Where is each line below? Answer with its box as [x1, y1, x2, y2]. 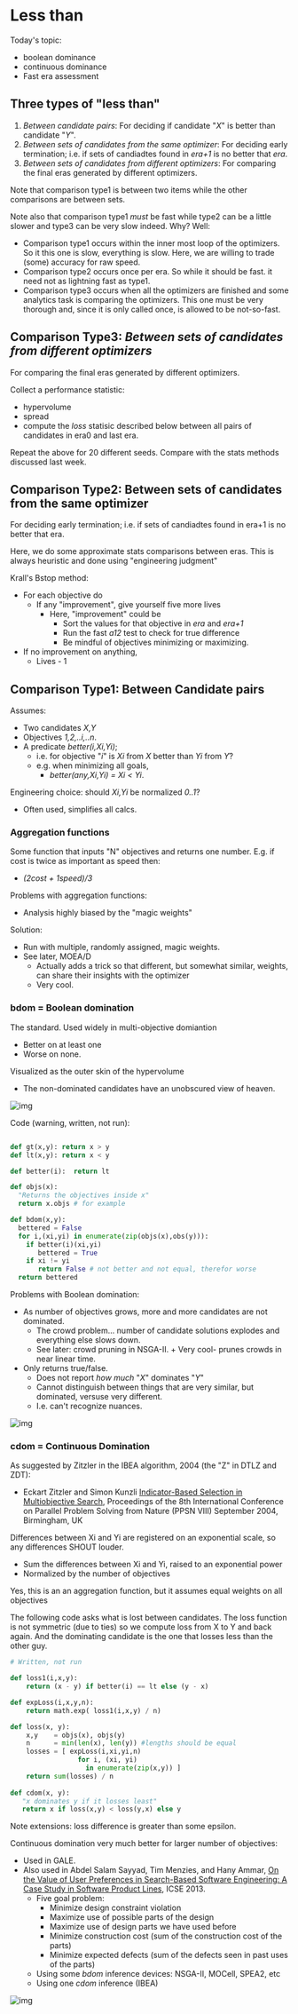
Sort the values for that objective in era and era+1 [62, 618, 244, 629]
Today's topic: [10, 35, 62, 45]
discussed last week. [10, 456, 87, 467]
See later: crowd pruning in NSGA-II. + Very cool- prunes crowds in [35, 1344, 282, 1355]
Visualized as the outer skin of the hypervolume [10, 1066, 184, 1076]
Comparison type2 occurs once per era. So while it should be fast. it [22, 266, 273, 276]
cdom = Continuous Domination [10, 1439, 150, 1452]
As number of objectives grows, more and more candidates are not [22, 1306, 269, 1317]
